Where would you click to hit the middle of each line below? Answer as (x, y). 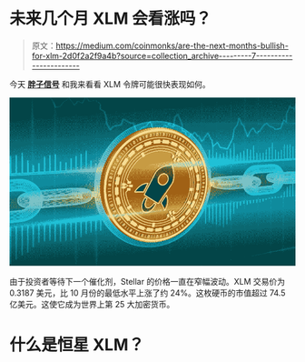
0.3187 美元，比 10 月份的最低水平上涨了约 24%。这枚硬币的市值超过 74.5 (148, 293)
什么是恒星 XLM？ (77, 344)
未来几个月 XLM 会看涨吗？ (110, 19)
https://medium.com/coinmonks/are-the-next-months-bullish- (172, 45)
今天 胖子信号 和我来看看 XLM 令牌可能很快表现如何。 (110, 84)
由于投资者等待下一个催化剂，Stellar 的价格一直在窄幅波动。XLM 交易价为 (148, 282)
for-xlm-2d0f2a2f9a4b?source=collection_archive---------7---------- (162, 55)
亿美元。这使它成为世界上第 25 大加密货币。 (92, 305)
